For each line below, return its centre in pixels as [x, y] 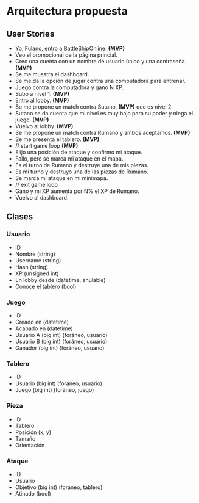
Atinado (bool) [33, 493]
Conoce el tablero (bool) [46, 286]
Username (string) [38, 260]
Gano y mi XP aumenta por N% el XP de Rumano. [77, 191]
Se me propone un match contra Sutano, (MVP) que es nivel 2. [94, 107]
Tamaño [25, 438]
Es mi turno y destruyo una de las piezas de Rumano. [82, 172]
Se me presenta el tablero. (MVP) [57, 139]
